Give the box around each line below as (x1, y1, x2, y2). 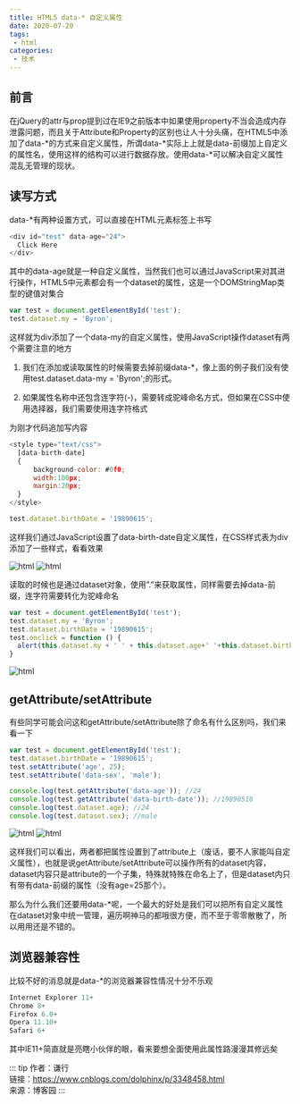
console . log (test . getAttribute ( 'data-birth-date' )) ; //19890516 (9, 795, 254, 805)
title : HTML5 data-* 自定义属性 (9, 13, 123, 22)
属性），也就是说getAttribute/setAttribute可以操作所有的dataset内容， (16, 857, 271, 868)
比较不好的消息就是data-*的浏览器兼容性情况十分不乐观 (9, 975, 213, 986)
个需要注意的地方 (9, 343, 72, 353)
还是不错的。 (32, 921, 80, 931)
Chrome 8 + (9, 1001, 46, 1010)
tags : (9, 29, 29, 38)
